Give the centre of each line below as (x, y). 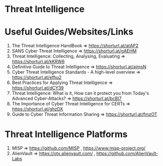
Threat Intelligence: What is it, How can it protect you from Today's (81, 93)
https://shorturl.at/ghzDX (37, 109)
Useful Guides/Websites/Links (69, 32)
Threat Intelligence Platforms (66, 134)
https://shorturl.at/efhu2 (37, 78)
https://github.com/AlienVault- (127, 154)
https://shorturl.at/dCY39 (38, 88)
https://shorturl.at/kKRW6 (38, 62)
